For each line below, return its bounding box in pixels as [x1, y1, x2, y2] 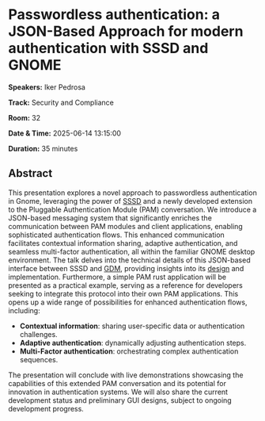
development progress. [8, 404, 85, 413]
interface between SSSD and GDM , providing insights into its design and [8, 263, 244, 273]
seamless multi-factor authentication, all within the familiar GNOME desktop [8, 247, 256, 256]
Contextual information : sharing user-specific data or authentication [19, 321, 245, 331]
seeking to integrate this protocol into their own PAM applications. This [8, 289, 239, 298]
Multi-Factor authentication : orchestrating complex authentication [19, 346, 239, 356]
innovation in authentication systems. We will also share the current [8, 387, 228, 396]
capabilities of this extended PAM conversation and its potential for [8, 378, 227, 388]
